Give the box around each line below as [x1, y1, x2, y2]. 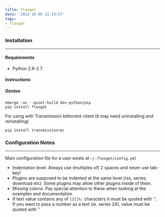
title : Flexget [5, 7, 36, 12]
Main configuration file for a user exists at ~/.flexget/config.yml [5, 155, 137, 161]
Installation [5, 37, 33, 44]
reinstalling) [5, 118, 29, 124]
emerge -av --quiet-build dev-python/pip [5, 100, 91, 106]
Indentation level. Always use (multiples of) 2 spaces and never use [12, 164, 149, 170]
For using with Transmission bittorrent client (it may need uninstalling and [5, 113, 154, 119]
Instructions [5, 77, 31, 82]
